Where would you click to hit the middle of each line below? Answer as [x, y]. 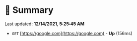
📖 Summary [29, 10]
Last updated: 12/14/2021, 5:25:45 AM [45, 24]
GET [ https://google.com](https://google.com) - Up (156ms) [72, 33]
